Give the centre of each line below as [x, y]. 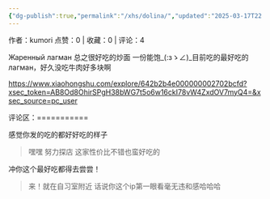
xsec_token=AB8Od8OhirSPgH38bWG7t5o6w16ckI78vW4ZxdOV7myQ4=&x [135, 92]
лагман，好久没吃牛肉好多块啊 [60, 67]
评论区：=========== [49, 117]
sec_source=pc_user [43, 100]
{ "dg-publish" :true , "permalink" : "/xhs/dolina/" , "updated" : [110, 16]
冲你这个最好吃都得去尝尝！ [55, 169]
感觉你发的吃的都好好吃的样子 [58, 134]
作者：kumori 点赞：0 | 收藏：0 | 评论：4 [77, 40]
